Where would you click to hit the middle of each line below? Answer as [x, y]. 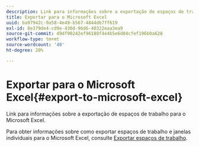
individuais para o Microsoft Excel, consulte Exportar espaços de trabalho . [97, 138]
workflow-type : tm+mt [33, 39]
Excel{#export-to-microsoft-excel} [94, 97]
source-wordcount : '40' [36, 45]
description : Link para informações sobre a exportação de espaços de [95, 12]
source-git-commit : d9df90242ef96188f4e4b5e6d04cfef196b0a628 [84, 34]
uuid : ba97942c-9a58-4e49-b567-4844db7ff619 [62, 23]
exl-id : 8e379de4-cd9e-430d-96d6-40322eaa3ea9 [65, 28]
